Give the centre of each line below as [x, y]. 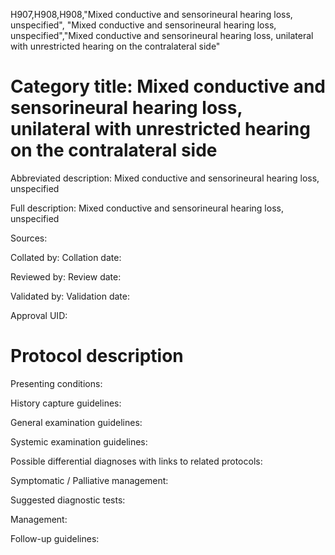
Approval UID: [39, 315]
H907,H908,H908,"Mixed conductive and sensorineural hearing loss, [151, 14]
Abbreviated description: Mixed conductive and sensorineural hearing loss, [165, 178]
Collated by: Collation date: [66, 257]
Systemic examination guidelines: [79, 441]
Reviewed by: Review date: [66, 276]
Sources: [29, 238]
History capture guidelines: [66, 403]
